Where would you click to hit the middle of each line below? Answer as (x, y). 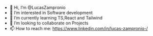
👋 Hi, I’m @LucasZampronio (38, 8)
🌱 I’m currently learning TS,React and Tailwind (56, 18)
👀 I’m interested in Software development (51, 13)
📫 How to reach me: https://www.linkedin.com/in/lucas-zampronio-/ (79, 28)
